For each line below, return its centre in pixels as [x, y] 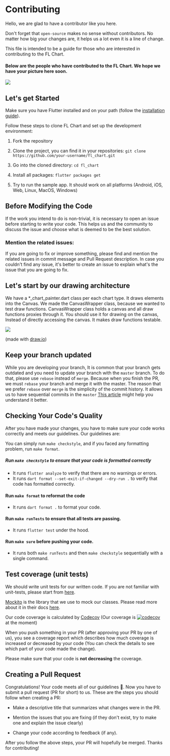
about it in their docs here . [33, 607]
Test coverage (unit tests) [47, 575]
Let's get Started [32, 98]
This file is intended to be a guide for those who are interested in [73, 48]
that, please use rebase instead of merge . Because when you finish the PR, [82, 378]
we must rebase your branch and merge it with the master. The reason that [83, 383]
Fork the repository [33, 141]
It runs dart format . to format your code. [57, 507]
